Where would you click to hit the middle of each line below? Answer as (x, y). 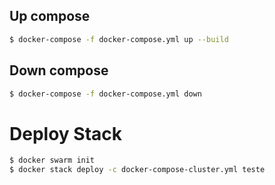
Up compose (50, 16)
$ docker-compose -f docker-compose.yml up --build (119, 39)
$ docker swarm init (52, 160)
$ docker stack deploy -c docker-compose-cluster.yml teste (137, 170)
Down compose (59, 70)
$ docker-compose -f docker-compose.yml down (105, 94)
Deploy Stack (65, 133)
